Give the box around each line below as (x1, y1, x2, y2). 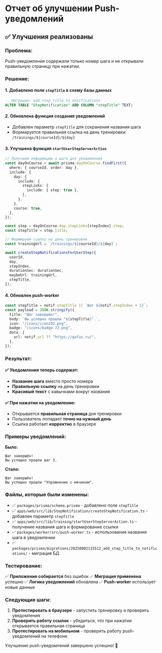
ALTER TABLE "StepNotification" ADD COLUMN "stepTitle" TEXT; (5, 102, 133, 107)
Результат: (5, 355, 32, 362)
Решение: (5, 75, 29, 82)
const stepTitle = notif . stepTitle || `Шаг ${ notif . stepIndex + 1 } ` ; (5, 303, 148, 308)
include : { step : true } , (26, 188, 79, 193)
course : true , (14, 206, 42, 211)
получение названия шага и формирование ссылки (12, 524, 118, 530)
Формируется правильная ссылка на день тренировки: (12, 129, 127, 135)
